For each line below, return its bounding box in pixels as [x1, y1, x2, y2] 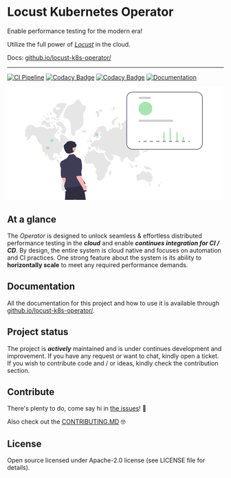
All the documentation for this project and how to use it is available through [7, 299, 220, 307]
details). [7, 464, 30, 472]
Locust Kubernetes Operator [7, 4, 174, 20]
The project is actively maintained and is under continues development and [7, 344, 222, 352]
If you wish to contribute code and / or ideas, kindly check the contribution [7, 358, 219, 367]
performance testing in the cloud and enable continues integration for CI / [7, 239, 220, 247]
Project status [7, 326, 69, 338]
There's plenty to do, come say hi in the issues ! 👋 [7, 405, 146, 413]
